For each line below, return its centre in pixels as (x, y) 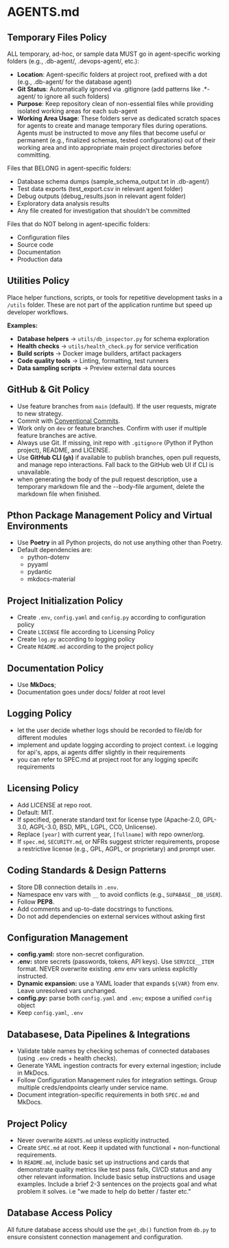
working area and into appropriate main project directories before (109, 147)
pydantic (40, 572)
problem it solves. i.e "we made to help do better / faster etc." (104, 1191)
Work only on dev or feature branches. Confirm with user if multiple (112, 428)
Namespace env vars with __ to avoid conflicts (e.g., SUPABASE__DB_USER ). (120, 894)
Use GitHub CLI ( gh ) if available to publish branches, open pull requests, (119, 457)
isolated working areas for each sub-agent (77, 111)
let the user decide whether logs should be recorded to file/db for (109, 730)
